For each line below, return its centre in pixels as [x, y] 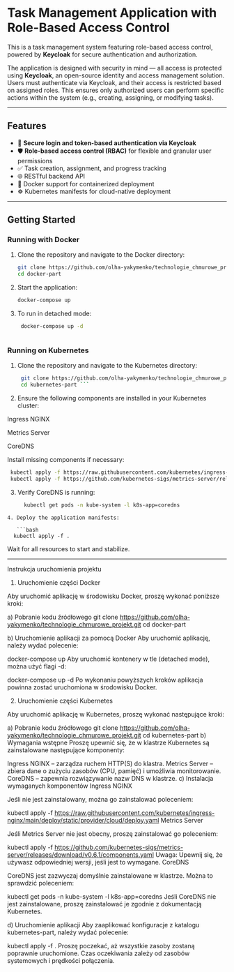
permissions [35, 160]
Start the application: [47, 287]
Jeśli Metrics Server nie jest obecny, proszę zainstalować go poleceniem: [112, 833]
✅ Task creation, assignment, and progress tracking [92, 168]
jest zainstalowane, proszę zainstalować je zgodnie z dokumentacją [104, 904]
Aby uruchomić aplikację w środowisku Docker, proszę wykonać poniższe [114, 596]
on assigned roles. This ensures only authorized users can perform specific [116, 90]
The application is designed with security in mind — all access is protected [115, 68]
